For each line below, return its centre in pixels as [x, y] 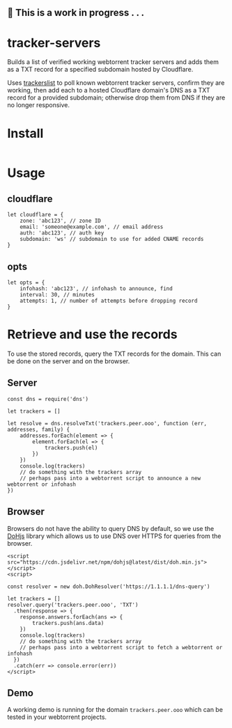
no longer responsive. [39, 105]
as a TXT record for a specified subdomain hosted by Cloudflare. [100, 70]
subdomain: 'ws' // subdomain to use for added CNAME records [112, 239]
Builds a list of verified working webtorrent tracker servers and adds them [113, 62]
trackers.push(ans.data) [68, 623]
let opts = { [26, 283]
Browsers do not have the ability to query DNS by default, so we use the [111, 528]
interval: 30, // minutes [57, 295]
